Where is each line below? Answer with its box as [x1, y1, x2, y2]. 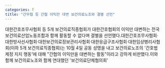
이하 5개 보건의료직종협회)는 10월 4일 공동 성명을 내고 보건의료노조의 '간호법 [10, 45, 158, 51]
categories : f [5, 7, 35, 12]
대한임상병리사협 [128, 38, 161, 45]
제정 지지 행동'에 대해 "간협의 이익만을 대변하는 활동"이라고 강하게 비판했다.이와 [5, 51, 158, 57]
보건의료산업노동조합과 [5, 32, 49, 38]
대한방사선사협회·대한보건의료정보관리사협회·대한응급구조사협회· [5, 38, 128, 45]
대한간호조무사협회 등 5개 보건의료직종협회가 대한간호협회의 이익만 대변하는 [5, 26, 151, 32]
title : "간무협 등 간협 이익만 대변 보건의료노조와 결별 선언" [5, 12, 115, 17]
